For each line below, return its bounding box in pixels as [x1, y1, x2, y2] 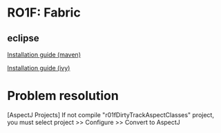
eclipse [7, 32, 39, 44]
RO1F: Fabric [7, 5, 81, 21]
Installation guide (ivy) [7, 64, 70, 72]
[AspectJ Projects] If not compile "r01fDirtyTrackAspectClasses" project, [7, 110, 214, 119]
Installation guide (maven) [7, 50, 81, 59]
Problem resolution [7, 88, 119, 104]
